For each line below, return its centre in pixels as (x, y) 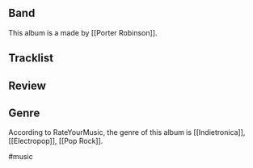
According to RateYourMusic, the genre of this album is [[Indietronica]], (127, 132)
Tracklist (31, 59)
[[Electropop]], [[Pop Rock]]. (56, 141)
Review (27, 85)
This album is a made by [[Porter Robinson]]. (83, 32)
